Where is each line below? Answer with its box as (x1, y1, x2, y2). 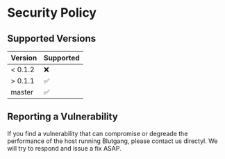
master (10, 87, 33, 97)
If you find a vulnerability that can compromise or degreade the (7, 129, 188, 137)
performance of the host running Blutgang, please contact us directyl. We (7, 137, 218, 145)
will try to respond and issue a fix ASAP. (7, 144, 122, 152)
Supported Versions (7, 33, 96, 44)
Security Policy (7, 5, 97, 21)
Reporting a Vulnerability (7, 111, 118, 123)
